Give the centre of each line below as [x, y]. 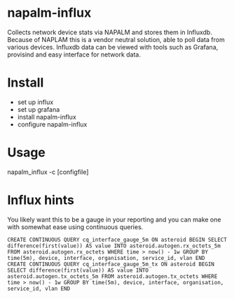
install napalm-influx [47, 117]
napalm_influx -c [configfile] [48, 172]
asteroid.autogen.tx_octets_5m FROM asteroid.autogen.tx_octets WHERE [112, 276]
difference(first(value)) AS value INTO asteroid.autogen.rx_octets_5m [114, 246]
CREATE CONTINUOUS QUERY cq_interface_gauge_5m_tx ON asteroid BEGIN [111, 264]
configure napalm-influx [52, 124]
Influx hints [41, 200]
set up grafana [39, 109]
